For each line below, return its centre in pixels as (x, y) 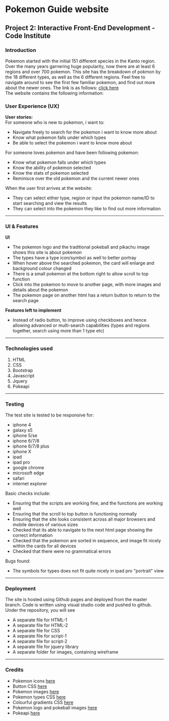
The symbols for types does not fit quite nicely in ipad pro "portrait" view (88, 571)
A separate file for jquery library (46, 647)
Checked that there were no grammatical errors (62, 551)
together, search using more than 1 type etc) (58, 331)
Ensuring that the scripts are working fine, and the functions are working (88, 503)
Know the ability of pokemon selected (52, 168)
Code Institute (28, 35)
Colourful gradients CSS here (43, 702)
